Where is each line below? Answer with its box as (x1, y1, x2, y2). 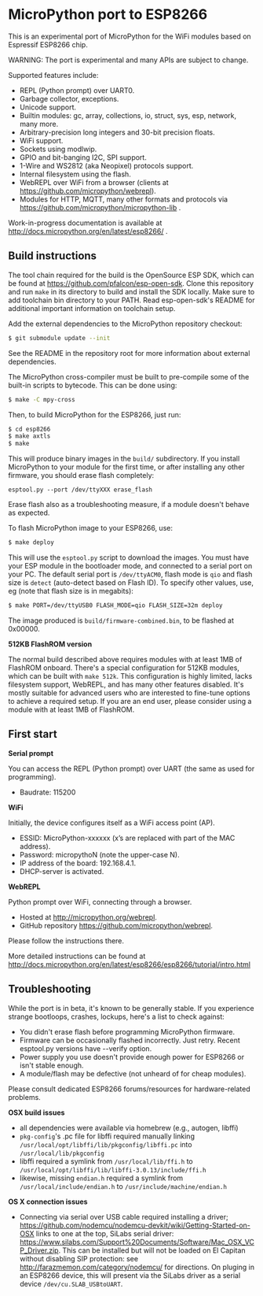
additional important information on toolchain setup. (8, 303, 176, 313)
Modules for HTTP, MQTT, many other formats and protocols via (19, 194, 228, 204)
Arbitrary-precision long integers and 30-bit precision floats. (19, 128, 216, 137)
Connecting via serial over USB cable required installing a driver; (19, 1212, 229, 1221)
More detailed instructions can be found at (8, 951, 146, 961)
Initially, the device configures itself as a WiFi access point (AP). (8, 817, 216, 828)
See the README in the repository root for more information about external (8, 348, 250, 357)
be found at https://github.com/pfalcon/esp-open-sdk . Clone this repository (8, 278, 254, 288)
